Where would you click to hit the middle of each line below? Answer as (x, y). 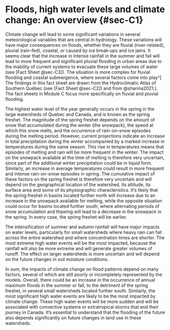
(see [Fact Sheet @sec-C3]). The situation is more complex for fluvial (78, 72)
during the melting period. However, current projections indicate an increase (85, 136)
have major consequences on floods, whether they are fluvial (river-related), (85, 45)
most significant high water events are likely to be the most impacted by (80, 296)
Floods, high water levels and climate (85, 9)
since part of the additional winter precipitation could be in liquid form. (79, 163)
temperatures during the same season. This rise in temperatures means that (85, 146)
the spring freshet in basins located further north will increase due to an (80, 195)
